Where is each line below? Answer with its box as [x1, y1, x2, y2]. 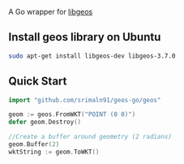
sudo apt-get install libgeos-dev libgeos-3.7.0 [8, 52, 176, 60]
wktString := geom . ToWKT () [8, 148, 100, 156]
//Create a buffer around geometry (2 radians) [8, 133, 173, 141]
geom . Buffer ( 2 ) [8, 140, 60, 149]
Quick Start [8, 75, 67, 88]
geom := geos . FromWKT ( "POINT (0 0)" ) [8, 110, 136, 119]
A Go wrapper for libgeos [8, 7, 93, 16]
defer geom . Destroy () [8, 118, 82, 127]
